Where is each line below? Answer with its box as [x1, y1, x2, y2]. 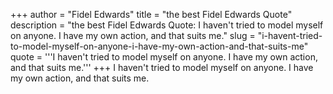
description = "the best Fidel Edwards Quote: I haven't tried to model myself [10, 19, 324, 31]
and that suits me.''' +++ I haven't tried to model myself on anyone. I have [10, 62, 314, 73]
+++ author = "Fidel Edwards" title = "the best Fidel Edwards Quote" [10, 9, 293, 20]
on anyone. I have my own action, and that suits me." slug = [10, 30, 256, 41]
